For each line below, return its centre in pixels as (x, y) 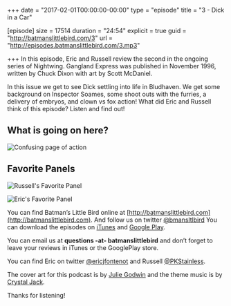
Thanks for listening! (36, 295)
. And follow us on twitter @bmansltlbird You (154, 220)
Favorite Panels (41, 169)
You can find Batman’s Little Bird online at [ (68, 212)
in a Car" (20, 17)
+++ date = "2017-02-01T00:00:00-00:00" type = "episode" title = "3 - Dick (116, 10)
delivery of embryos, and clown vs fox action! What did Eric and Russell (109, 102)
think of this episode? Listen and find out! (66, 109)
